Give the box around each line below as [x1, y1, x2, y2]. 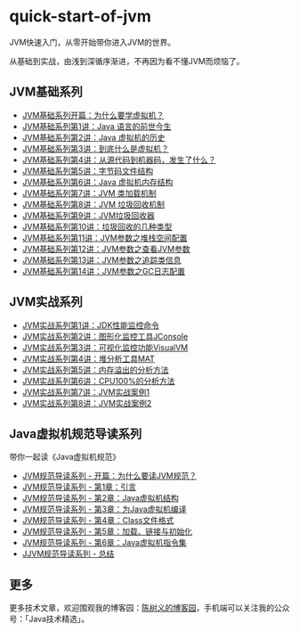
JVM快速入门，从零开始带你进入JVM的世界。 [9, 37, 176, 47]
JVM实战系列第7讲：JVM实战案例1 [21, 386, 150, 398]
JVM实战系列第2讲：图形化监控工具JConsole [21, 331, 189, 341]
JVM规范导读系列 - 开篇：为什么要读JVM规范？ [21, 471, 198, 481]
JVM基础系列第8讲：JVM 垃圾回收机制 [21, 199, 165, 209]
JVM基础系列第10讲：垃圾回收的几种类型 [21, 221, 173, 232]
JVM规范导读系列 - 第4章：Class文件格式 [21, 515, 174, 526]
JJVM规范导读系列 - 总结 [21, 548, 115, 559]
